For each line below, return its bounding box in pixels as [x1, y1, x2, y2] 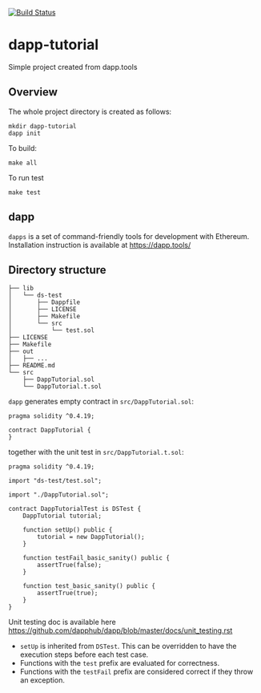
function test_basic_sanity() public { [22, 582, 156, 590]
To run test [8, 172, 44, 182]
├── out [8, 347, 34, 356]
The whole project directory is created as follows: [8, 107, 172, 116]
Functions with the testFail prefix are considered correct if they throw [19, 667, 254, 677]
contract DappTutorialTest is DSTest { [8, 505, 142, 513]
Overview [8, 85, 58, 99]
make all [8, 159, 38, 167]
